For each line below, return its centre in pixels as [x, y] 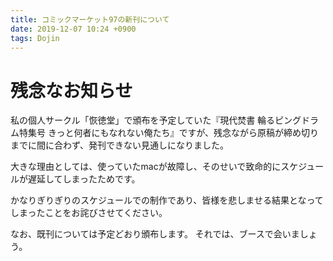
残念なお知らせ [71, 90]
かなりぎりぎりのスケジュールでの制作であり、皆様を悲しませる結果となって [167, 200]
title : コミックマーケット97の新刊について [90, 19]
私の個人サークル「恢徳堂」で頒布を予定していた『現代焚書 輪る [143, 120]
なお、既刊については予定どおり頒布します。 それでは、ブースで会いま [155, 234]
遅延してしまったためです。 [84, 179]
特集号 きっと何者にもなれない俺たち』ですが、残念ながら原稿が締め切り [169, 133]
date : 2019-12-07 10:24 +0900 [73, 29]
